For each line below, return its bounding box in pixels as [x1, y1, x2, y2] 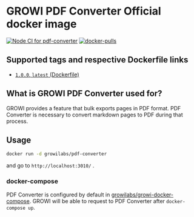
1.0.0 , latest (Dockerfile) [15, 71, 80, 78]
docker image [6, 17, 77, 31]
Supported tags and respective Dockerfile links [6, 55, 189, 65]
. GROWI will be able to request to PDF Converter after [29, 197, 166, 204]
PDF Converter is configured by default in [6, 191, 110, 198]
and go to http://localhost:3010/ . [6, 162, 95, 169]
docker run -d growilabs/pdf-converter [6, 151, 107, 157]
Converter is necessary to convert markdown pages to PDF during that [6, 111, 183, 118]
